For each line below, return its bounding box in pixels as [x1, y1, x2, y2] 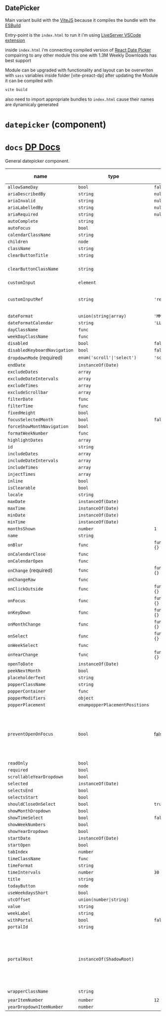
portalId [7, 924, 28, 930]
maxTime [7, 506, 26, 511]
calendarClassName [7, 232, 51, 238]
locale [7, 492, 23, 498]
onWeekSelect [7, 642, 39, 648]
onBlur [7, 542, 23, 548]
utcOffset [7, 896, 31, 902]
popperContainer [7, 688, 46, 694]
